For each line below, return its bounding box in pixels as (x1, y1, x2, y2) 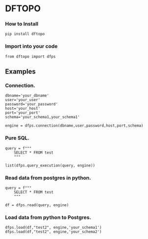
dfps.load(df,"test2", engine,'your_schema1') (5, 225, 102, 230)
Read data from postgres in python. (5, 174, 92, 181)
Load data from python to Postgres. (5, 214, 92, 221)
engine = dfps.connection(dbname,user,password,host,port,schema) (5, 123, 144, 128)
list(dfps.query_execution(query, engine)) (5, 163, 96, 168)
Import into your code (5, 43, 58, 50)
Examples (5, 67, 36, 76)
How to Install (5, 21, 38, 27)
